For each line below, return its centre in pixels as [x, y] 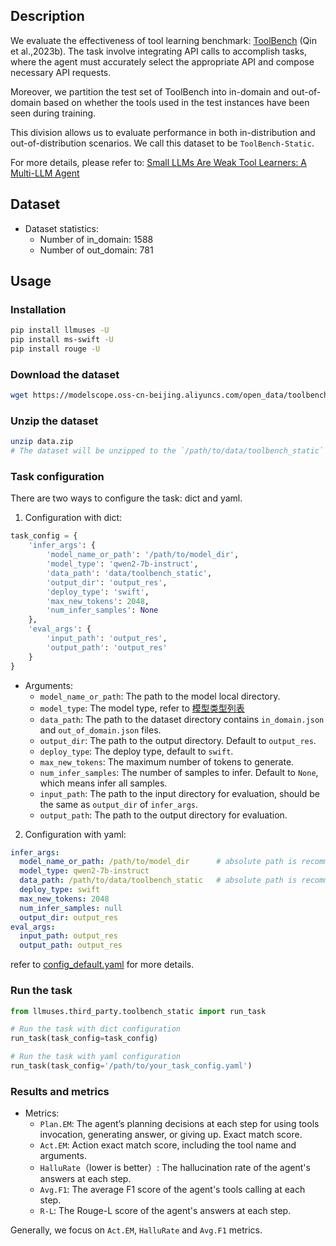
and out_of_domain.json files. [100, 730]
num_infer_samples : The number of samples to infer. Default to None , [179, 772]
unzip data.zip [42, 442]
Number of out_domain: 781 [96, 250]
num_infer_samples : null [71, 908]
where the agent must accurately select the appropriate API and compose [162, 61]
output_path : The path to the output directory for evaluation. [163, 815]
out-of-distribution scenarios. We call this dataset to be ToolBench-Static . [162, 143]
